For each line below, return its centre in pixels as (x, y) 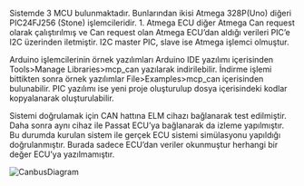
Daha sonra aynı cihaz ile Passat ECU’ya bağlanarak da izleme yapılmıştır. (147, 125)
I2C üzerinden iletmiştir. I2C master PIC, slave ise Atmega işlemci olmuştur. (149, 42)
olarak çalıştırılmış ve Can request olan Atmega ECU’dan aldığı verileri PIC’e (150, 32)
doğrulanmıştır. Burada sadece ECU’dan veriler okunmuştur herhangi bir (144, 145)
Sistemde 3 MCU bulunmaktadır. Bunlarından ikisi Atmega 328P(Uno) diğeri (151, 13)
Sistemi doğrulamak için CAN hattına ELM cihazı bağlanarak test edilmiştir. (148, 116)
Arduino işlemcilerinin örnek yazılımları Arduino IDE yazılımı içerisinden (142, 59)
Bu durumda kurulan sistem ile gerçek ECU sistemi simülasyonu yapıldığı (145, 135)
